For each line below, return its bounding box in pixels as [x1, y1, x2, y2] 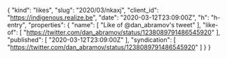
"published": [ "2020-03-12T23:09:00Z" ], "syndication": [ [7, 36, 177, 44]
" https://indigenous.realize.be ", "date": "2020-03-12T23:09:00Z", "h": [7, 13, 209, 22]
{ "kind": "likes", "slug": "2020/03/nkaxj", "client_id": [7, 6, 159, 14]
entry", [7, 21, 27, 29]
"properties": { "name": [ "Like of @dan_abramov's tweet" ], [27, 21, 202, 29]
